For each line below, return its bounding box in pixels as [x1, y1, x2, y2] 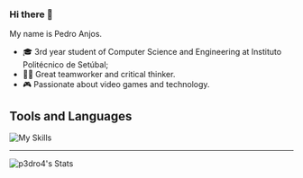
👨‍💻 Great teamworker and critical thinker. [22, 69, 176, 80]
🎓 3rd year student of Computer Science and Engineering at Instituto [22, 47, 282, 58]
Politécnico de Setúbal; [22, 59, 109, 70]
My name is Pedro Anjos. [9, 29, 102, 40]
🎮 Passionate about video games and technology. [22, 79, 210, 90]
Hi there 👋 [9, 8, 54, 21]
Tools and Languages [9, 108, 133, 124]
